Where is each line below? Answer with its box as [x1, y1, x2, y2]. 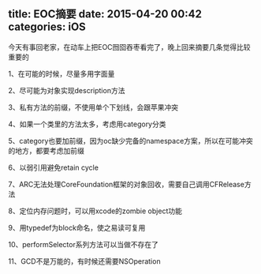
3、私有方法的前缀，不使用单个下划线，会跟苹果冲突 [8, 102, 179, 112]
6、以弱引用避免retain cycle [8, 163, 99, 172]
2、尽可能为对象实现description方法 [8, 85, 125, 95]
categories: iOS [8, 21, 87, 34]
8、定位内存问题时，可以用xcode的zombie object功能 [8, 206, 183, 216]
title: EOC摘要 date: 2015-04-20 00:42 [8, 7, 203, 21]
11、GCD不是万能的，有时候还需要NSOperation [8, 256, 161, 266]
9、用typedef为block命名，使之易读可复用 [8, 223, 146, 232]
